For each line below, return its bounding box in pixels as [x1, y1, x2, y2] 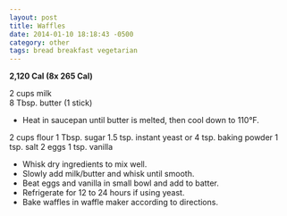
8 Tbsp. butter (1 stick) [9, 97, 93, 108]
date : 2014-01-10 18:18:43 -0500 [9, 29, 134, 38]
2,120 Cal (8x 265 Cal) [9, 71, 94, 81]
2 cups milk [9, 88, 52, 99]
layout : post [9, 12, 58, 22]
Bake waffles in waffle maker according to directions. [21, 197, 219, 208]
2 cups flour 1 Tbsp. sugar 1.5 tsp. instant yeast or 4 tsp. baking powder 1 [9, 132, 279, 143]
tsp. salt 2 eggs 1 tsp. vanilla [9, 142, 114, 153]
